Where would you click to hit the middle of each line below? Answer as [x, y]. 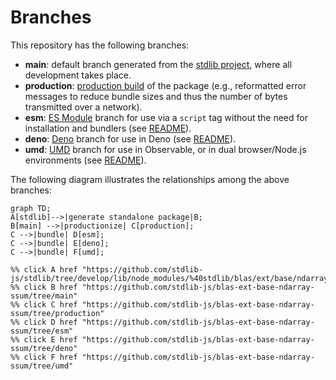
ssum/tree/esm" [42, 331]
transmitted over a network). [83, 107]
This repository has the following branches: [100, 45]
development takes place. [78, 75]
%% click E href [44, 339]
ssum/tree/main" [44, 296]
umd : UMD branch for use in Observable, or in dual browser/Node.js [165, 149]
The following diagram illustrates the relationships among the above [150, 179]
